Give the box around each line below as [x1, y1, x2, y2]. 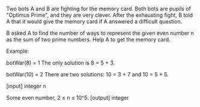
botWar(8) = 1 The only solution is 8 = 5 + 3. [6, 60, 115, 66]
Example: [6, 47, 29, 55]
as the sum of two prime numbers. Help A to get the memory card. [6, 36, 171, 43]
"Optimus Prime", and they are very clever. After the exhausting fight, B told [6, 11, 193, 19]
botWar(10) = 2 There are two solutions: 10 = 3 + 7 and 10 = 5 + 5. [6, 71, 169, 78]
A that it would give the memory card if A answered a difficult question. [6, 18, 183, 25]
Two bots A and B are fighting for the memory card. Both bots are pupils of [6, 5, 191, 12]
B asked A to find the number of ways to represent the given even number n [6, 29, 194, 37]
